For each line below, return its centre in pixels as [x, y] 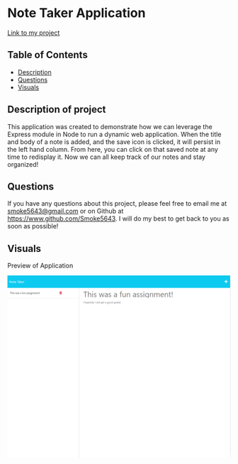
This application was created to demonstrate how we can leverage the [110, 126]
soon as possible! [33, 226]
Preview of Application [40, 266]
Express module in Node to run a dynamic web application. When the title [114, 134]
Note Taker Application [76, 13]
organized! [23, 164]
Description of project [57, 110]
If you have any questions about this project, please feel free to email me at [117, 204]
